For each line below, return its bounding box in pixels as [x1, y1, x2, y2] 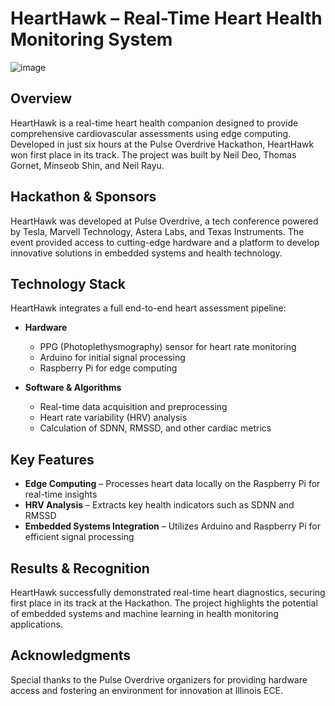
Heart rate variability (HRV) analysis [39, 412, 188, 424]
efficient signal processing [24, 531, 135, 543]
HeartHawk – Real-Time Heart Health [10, 7, 323, 30]
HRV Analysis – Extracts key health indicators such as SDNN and [24, 499, 295, 511]
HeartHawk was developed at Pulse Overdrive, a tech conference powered [10, 215, 319, 227]
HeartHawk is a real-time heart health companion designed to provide [10, 117, 299, 129]
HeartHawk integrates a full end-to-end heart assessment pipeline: [10, 302, 287, 314]
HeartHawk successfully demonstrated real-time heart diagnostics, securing [10, 587, 326, 598]
